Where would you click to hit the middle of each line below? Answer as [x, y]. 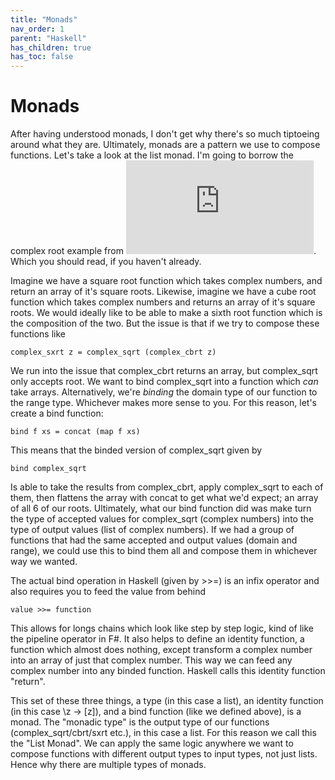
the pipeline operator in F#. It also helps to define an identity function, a [157, 639]
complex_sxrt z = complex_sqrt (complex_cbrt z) [113, 352]
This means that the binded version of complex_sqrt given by [136, 450]
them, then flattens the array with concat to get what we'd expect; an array [164, 498]
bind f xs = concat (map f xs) [75, 432]
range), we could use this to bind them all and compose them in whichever [164, 551]
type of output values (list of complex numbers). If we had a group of [152, 530]
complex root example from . [163, 251]
